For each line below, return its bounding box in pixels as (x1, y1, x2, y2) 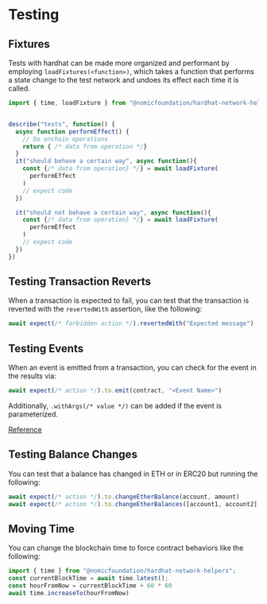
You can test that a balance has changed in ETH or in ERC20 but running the (8, 469, 258, 478)
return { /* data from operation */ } (22, 142, 148, 150)
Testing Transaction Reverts (8, 275, 151, 288)
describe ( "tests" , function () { (8, 120, 115, 128)
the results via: (8, 371, 57, 381)
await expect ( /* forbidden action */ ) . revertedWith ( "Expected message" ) (8, 319, 254, 327)
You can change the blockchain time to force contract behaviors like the (8, 543, 244, 553)
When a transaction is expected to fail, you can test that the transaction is (8, 296, 250, 305)
